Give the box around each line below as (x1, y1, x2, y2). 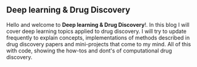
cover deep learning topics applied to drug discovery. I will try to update (6, 27, 187, 35)
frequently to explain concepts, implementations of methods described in (6, 33, 190, 41)
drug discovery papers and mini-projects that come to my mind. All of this (6, 40, 192, 48)
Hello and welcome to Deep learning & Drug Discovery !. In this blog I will (6, 21, 190, 28)
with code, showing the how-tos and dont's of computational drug (6, 47, 172, 54)
